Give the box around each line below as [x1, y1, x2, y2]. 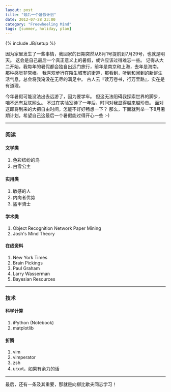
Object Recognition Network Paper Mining [12, 225, 101, 231]
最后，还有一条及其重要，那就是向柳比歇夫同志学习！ [5, 381, 117, 387]
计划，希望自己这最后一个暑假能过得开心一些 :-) [9, 112, 110, 118]
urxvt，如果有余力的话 [12, 366, 60, 372]
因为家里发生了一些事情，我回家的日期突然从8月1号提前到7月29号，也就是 [5, 51, 161, 57]
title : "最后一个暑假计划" [5, 12, 56, 17]
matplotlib [12, 325, 34, 331]
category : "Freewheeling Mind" [5, 21, 72, 27]
